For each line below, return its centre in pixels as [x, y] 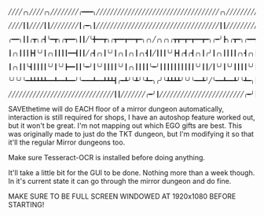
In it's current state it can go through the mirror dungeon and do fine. [120, 181]
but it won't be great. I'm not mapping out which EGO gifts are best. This [125, 126]
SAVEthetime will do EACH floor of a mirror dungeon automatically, [116, 109]
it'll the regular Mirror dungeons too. [67, 142]
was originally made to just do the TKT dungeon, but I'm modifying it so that [131, 134]
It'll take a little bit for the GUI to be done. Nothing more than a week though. [132, 173]
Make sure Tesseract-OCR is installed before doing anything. [107, 157]
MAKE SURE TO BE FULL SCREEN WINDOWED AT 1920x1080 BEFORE [122, 196]
